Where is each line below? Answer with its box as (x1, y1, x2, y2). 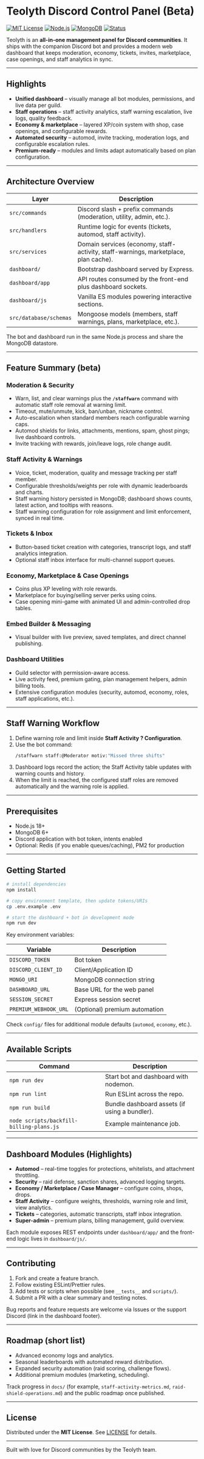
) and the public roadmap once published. (60, 1389, 166, 1396)
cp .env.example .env (6, 903, 61, 910)
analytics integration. (15, 549, 68, 557)
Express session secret (74, 996, 141, 1004)
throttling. (15, 1171, 39, 1179)
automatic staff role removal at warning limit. (15, 401, 127, 409)
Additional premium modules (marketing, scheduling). (15, 1371, 150, 1378)
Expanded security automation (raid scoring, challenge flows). (15, 1364, 171, 1372)
